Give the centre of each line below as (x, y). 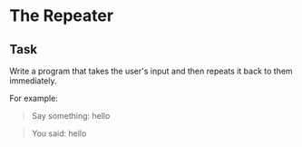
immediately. (33, 81)
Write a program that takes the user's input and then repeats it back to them (151, 71)
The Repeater (62, 16)
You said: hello (59, 133)
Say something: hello (71, 116)
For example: (34, 98)
